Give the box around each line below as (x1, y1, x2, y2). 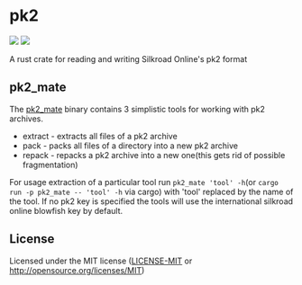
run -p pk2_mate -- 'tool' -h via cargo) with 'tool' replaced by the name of (9, 186, 294, 197)
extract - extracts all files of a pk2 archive (22, 130, 178, 141)
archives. (9, 113, 43, 124)
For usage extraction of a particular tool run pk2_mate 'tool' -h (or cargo (9, 176, 279, 187)
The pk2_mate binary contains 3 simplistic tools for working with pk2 (9, 103, 266, 114)
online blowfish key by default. (9, 205, 124, 216)
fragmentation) (22, 159, 78, 170)
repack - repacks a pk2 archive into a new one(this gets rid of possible (22, 149, 286, 160)
